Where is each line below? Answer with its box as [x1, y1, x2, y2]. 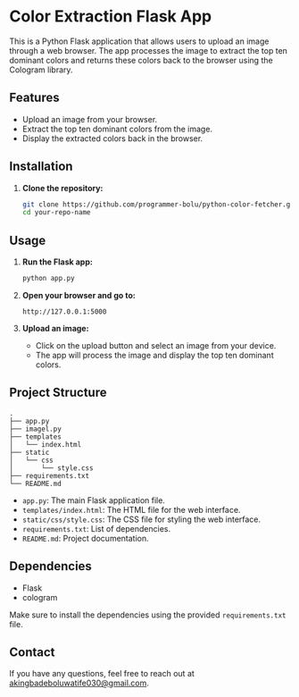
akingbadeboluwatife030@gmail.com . [9, 677, 150, 689]
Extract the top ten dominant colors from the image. [21, 123, 212, 134]
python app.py [21, 274, 75, 283]
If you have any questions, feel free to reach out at [9, 668, 195, 679]
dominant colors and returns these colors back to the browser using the [9, 55, 274, 65]
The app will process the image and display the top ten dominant [35, 350, 274, 360]
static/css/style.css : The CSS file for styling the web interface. [21, 514, 262, 525]
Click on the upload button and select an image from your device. [35, 340, 277, 350]
